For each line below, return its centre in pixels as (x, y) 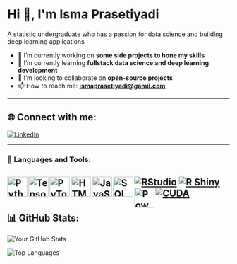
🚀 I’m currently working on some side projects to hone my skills (111, 55)
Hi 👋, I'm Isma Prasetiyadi (83, 15)
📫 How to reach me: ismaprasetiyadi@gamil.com (91, 86)
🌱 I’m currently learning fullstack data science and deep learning (113, 62)
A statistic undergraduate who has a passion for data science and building (115, 34)
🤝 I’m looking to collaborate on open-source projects (95, 78)
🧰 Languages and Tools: (49, 159)
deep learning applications (46, 41)
